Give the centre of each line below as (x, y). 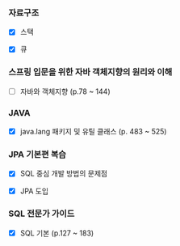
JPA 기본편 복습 (38, 155)
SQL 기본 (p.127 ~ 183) (57, 233)
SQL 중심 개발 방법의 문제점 (63, 174)
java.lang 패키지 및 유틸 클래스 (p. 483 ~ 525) (93, 132)
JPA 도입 (34, 191)
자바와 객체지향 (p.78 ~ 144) (65, 91)
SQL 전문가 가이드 (42, 214)
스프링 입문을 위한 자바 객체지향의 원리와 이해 (90, 72)
